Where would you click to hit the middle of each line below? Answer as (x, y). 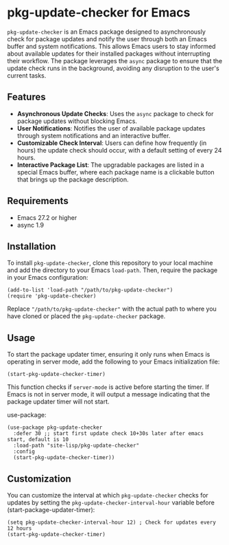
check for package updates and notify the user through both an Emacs (107, 38)
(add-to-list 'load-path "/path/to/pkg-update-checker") (90, 290)
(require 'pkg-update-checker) (52, 296)
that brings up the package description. (73, 179)
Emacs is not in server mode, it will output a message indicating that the (109, 394)
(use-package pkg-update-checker (55, 427)
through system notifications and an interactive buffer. (94, 135)
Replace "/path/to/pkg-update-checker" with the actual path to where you (112, 309)
